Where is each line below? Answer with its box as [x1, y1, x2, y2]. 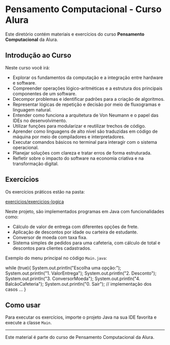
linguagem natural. [12, 106, 52, 112]
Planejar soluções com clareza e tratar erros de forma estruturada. [12, 149, 152, 156]
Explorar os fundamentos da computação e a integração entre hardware [12, 74, 163, 81]
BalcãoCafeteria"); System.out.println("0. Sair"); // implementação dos [5, 281, 152, 287]
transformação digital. [12, 161, 59, 167]
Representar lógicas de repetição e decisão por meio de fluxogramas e [12, 101, 161, 107]
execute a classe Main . [5, 320, 52, 326]
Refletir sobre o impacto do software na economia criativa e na [12, 155, 144, 161]
